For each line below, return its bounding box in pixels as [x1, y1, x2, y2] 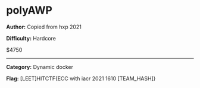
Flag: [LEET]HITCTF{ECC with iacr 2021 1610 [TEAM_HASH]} [6, 75, 156, 82]
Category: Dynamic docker [6, 63, 73, 70]
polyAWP [6, 4, 52, 17]
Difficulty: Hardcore [6, 34, 57, 42]
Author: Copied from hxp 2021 [6, 23, 82, 30]
